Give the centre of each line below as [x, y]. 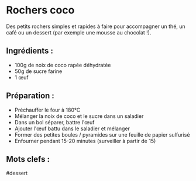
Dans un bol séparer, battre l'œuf [54, 122]
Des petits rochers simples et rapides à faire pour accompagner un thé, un [96, 26]
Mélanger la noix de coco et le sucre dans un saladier [79, 116]
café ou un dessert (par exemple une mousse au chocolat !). [79, 32]
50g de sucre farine [38, 71]
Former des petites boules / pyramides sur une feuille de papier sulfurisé [102, 134]
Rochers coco [40, 10]
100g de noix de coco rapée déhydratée [63, 65]
